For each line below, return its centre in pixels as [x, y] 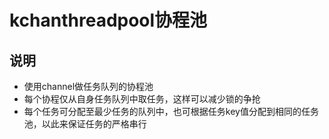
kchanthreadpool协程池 [108, 20]
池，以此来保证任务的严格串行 [85, 124]
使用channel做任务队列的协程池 [88, 86]
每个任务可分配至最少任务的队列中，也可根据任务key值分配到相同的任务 [171, 111]
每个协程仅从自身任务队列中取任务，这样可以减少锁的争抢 [142, 99]
